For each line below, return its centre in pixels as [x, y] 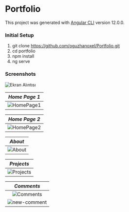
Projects [19, 164]
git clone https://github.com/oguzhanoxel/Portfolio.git [66, 46]
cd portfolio [24, 51]
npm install [23, 56]
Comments [27, 186]
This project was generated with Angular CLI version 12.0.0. [65, 22]
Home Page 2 [24, 119]
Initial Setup [19, 35]
